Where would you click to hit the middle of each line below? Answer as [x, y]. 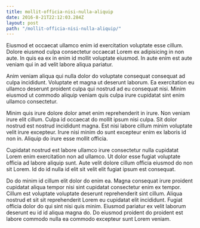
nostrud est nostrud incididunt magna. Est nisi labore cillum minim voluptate [99, 126]
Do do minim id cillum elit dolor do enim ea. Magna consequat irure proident [99, 181]
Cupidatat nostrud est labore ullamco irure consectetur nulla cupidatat [93, 150]
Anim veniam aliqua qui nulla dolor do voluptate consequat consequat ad [96, 76]
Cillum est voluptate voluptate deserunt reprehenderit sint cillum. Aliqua [94, 194]
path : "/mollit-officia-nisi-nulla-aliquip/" [64, 28]
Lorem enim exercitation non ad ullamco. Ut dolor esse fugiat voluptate [93, 157]
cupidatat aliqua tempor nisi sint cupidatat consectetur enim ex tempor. [94, 187]
